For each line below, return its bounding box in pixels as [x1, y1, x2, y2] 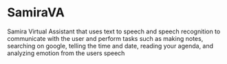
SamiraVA [7, 5, 65, 20]
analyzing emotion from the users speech [7, 49, 125, 57]
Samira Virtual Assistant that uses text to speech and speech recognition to [7, 27, 221, 35]
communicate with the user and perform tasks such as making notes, [7, 34, 204, 42]
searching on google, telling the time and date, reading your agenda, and [7, 42, 214, 50]
